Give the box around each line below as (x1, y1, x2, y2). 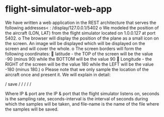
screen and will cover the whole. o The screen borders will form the (5, 46, 142, 51)
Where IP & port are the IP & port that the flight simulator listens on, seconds (5, 91, 160, 96)
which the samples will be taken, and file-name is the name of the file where (5, 101, 160, 107)
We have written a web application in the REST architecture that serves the (5, 20, 156, 25)
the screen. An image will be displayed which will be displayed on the (5, 40, 145, 46)
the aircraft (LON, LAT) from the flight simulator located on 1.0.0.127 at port (5, 30, 156, 36)
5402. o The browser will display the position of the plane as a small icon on (5, 35, 159, 41)
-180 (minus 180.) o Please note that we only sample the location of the (5, 66, 149, 72)
